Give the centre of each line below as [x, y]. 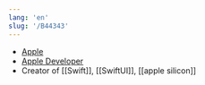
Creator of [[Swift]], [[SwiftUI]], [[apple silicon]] [109, 70]
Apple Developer [52, 61]
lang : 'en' [29, 17]
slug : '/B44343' [38, 26]
